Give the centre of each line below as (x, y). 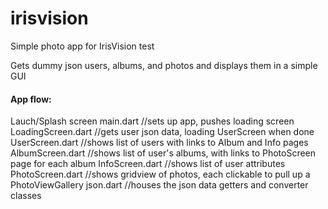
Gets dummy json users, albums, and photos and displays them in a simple (164, 65)
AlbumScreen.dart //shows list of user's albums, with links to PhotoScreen (163, 153)
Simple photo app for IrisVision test (82, 46)
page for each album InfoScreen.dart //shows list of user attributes (148, 164)
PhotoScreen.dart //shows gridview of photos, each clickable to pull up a (160, 174)
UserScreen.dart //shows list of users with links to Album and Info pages (159, 143)
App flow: (31, 99)
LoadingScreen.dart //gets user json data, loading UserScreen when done (162, 132)
